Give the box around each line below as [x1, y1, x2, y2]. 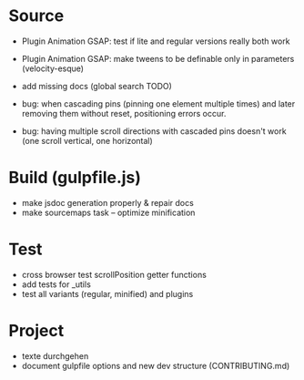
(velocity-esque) [21, 63, 84, 74]
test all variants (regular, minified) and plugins [21, 288, 194, 299]
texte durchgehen [21, 350, 89, 361]
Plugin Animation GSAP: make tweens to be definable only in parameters [21, 53, 295, 64]
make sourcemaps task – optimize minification [21, 207, 196, 218]
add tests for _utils [21, 279, 92, 290]
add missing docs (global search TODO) [21, 80, 172, 91]
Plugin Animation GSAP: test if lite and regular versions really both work [21, 36, 290, 46]
